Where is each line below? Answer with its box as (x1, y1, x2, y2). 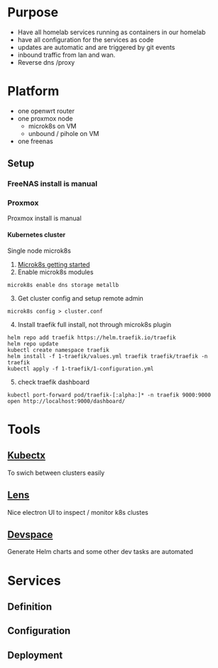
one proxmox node (17, 114, 73, 122)
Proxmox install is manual (7, 214, 82, 223)
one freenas (17, 137, 53, 145)
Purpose (7, 4, 59, 21)
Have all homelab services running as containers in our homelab (17, 28, 206, 36)
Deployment (7, 649, 63, 661)
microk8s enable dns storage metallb (7, 281, 119, 288)
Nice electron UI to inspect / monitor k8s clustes (7, 508, 149, 516)
